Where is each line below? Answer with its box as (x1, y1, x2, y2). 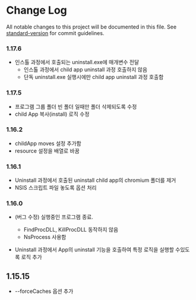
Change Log (6, 4, 67, 17)
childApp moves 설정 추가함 (14, 140, 81, 147)
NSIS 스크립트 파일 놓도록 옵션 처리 (14, 184, 97, 191)
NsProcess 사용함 (23, 233, 67, 241)
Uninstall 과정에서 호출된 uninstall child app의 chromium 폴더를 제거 (14, 176, 176, 184)
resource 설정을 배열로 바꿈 (14, 147, 80, 154)
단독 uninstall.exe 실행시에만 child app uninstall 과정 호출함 (23, 74, 164, 81)
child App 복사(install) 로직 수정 (14, 110, 90, 118)
